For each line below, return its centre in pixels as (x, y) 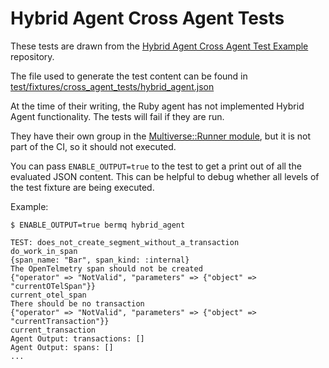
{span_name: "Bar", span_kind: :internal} (100, 260)
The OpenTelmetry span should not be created (106, 268)
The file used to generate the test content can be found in (129, 76)
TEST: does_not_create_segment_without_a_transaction (125, 242)
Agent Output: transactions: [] (77, 338)
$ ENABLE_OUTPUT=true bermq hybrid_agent (98, 225)
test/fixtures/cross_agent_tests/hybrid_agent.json (112, 86)
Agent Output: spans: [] (62, 347)
